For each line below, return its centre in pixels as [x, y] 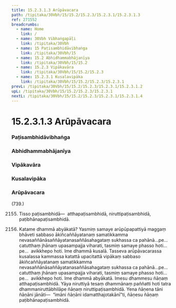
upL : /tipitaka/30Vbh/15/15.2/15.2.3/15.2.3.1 [62, 91]
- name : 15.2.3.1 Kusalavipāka [50, 77]
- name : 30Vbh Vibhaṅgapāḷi [46, 39]
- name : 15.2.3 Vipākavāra [45, 67]
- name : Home [30, 29]
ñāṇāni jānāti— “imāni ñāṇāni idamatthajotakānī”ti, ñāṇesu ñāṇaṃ [89, 294]
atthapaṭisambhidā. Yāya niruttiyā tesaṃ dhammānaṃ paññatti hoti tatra [95, 283]
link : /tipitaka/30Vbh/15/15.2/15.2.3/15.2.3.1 [72, 82]
